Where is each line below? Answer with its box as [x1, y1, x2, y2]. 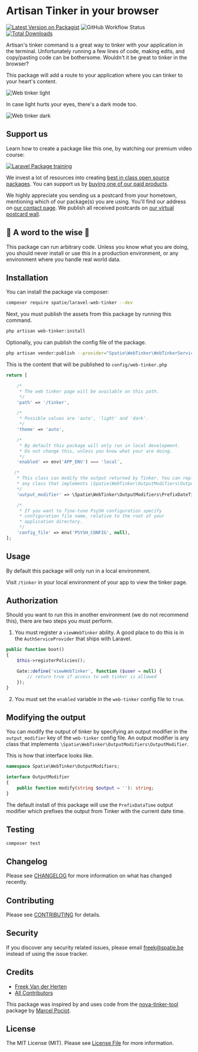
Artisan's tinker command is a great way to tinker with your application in [6, 41, 183, 48]
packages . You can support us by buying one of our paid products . [6, 180, 169, 187]
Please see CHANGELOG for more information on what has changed [6, 872, 172, 879]
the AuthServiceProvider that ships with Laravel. [14, 635, 132, 642]
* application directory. [19, 519, 83, 525]
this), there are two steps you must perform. [6, 617, 113, 624]
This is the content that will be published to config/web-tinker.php [6, 361, 167, 368]
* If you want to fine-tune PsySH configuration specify [19, 508, 162, 514]
